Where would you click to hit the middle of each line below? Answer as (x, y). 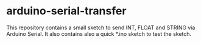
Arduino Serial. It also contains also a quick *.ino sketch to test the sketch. (99, 33)
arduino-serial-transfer (66, 11)
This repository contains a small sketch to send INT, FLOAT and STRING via (101, 27)
